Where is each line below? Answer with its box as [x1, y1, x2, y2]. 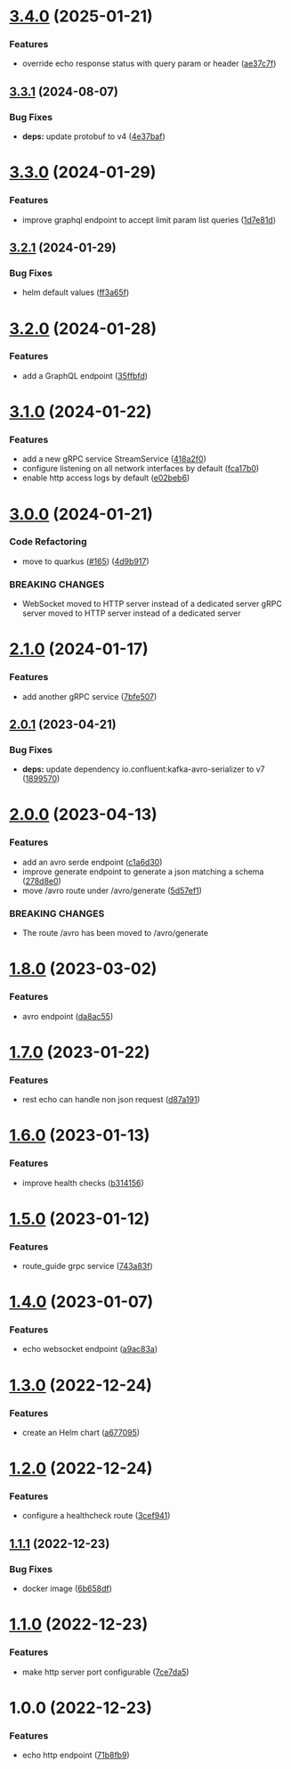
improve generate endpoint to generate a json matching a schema [21, 866, 264, 877]
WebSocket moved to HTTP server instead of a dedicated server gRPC [21, 599, 282, 610]
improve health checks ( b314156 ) [21, 1177, 144, 1188]
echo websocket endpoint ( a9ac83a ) [21, 1344, 158, 1355]
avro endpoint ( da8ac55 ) [21, 1011, 114, 1021]
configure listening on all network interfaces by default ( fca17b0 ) [21, 463, 260, 474]
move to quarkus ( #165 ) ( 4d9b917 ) [21, 555, 150, 567]
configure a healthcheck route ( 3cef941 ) [21, 1511, 171, 1521]
